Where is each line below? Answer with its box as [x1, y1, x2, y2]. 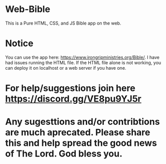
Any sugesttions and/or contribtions [5, 116, 160, 127]
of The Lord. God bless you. [5, 148, 123, 159]
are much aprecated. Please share [5, 127, 150, 138]
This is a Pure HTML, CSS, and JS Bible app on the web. [5, 20, 121, 26]
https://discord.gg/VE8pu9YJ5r [5, 93, 141, 105]
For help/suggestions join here [5, 83, 135, 94]
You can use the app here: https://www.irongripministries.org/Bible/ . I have [5, 54, 159, 60]
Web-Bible [5, 4, 51, 15]
